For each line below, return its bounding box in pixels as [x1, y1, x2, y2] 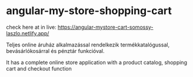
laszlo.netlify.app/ [6, 29, 49, 36]
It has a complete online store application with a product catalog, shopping [6, 59, 187, 66]
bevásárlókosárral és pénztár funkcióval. [6, 47, 105, 54]
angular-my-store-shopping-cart [6, 4, 172, 18]
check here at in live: [6, 24, 57, 31]
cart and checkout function [6, 65, 72, 72]
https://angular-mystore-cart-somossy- [58, 24, 154, 31]
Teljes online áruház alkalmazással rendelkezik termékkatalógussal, [6, 41, 169, 48]
